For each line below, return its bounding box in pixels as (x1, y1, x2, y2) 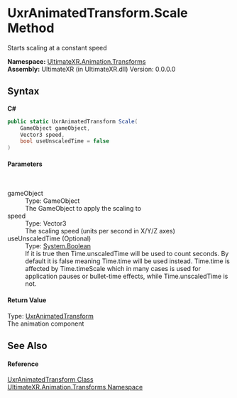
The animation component (7, 319, 84, 328)
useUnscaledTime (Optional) (7, 234, 92, 243)
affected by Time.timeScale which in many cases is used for (25, 265, 201, 273)
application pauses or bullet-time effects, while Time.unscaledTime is (25, 272, 228, 281)
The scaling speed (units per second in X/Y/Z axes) (25, 227, 175, 236)
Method (7, 20, 55, 36)
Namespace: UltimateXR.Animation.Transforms (7, 57, 146, 65)
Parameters (7, 160, 43, 168)
